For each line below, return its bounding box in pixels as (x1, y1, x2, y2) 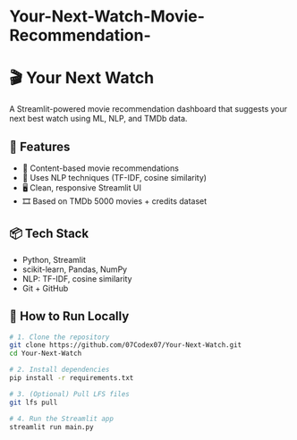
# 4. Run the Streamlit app (9, 414, 115, 423)
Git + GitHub (21, 283, 69, 293)
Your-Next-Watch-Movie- (9, 6, 206, 27)
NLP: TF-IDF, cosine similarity (21, 273, 132, 283)
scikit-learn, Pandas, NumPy (21, 264, 128, 275)
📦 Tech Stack (9, 226, 89, 241)
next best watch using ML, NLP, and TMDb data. (9, 114, 188, 124)
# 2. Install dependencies (9, 365, 110, 375)
